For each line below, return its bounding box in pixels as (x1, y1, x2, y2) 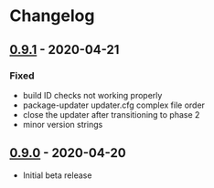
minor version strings (22, 119, 103, 130)
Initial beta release (22, 170, 92, 181)
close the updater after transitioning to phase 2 (22, 109, 200, 120)
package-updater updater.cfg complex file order (22, 99, 206, 110)
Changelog (9, 5, 95, 26)
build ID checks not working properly (22, 89, 163, 100)
